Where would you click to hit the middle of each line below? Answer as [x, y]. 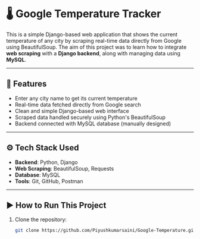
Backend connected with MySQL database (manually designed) [93, 123]
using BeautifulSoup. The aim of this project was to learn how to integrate [96, 47]
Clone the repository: [41, 219]
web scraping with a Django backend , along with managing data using [93, 53]
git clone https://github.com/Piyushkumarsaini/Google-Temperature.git [105, 231]
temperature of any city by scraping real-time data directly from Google [94, 40]
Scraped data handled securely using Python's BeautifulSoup [90, 117]
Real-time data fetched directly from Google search [78, 105]
